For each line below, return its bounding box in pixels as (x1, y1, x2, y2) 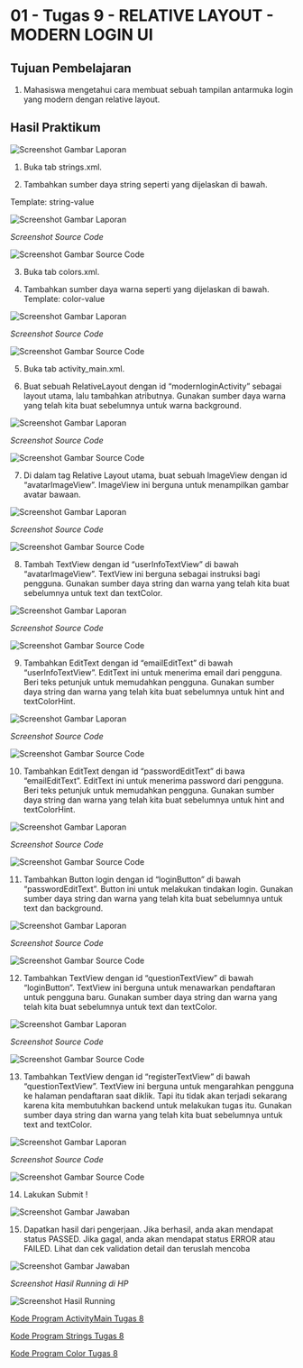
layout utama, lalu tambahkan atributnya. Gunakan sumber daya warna (23, 390, 287, 401)
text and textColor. (23, 1119, 93, 1130)
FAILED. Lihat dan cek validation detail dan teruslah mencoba (23, 1243, 251, 1253)
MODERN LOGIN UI (10, 24, 154, 45)
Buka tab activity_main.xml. (23, 363, 125, 374)
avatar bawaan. (23, 489, 81, 500)
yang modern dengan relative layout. (23, 94, 161, 105)
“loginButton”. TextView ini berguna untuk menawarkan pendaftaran (23, 982, 276, 993)
